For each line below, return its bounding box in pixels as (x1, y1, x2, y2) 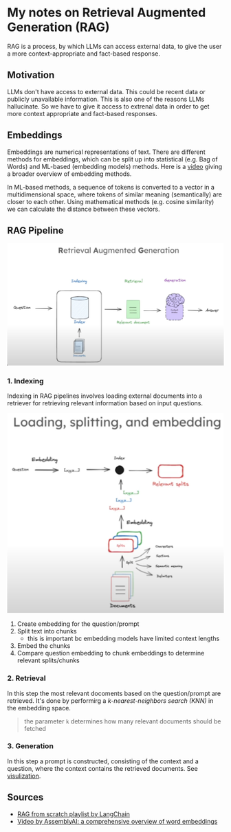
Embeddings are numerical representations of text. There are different (7, 148, 206, 156)
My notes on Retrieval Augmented (7, 5, 206, 21)
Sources (7, 791, 44, 803)
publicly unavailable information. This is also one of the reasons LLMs (7, 95, 205, 103)
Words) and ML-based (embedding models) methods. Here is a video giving (7, 162, 222, 170)
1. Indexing (7, 376, 44, 385)
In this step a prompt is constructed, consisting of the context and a (7, 757, 199, 765)
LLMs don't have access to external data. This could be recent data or (7, 87, 206, 95)
